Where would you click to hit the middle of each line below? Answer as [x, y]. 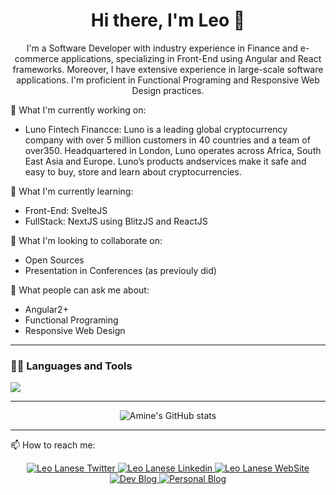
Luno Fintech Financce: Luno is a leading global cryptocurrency [156, 129]
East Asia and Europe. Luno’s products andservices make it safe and [165, 161]
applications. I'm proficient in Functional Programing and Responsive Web [168, 80]
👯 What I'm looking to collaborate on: [86, 240]
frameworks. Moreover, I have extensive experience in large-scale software [168, 69]
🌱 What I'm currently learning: [72, 191]
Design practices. [168, 90]
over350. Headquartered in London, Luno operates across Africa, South [173, 150]
